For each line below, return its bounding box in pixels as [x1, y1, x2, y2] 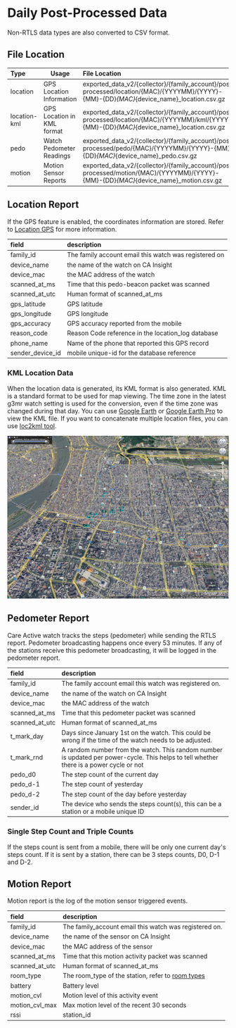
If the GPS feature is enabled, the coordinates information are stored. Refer [7, 217, 224, 226]
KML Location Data [7, 368, 74, 378]
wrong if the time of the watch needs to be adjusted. [61, 736, 213, 744]
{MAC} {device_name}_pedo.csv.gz [96, 151, 197, 160]
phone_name [10, 339, 48, 347]
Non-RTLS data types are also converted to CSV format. [7, 28, 170, 37]
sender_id [10, 803, 39, 812]
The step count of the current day [61, 770, 159, 779]
